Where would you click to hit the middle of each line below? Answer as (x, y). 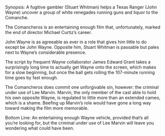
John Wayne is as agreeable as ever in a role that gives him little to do (76, 42)
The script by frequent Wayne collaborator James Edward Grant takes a (78, 62)
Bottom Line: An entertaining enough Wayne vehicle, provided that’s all (77, 118)
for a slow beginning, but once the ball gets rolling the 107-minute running (80, 72)
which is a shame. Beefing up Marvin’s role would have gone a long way (78, 103)
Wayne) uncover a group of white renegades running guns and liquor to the (82, 12)
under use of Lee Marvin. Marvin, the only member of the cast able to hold (81, 92)
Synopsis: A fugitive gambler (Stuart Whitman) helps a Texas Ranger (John (81, 7)
